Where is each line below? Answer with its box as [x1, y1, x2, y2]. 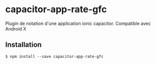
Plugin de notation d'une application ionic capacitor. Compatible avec [5, 20, 151, 26]
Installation [5, 41, 42, 49]
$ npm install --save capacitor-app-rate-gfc [5, 54, 103, 59]
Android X [5, 25, 27, 31]
